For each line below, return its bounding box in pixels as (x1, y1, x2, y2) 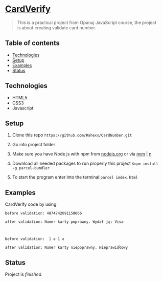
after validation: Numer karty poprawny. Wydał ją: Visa (5, 219, 124, 224)
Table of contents (5, 39, 60, 47)
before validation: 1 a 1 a (5, 237, 65, 241)
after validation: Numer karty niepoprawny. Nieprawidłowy (5, 245, 128, 250)
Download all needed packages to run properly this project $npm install (12, 160, 159, 167)
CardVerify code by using (5, 201, 57, 207)
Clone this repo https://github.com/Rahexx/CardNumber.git (12, 132, 132, 138)
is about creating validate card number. (17, 24, 96, 30)
